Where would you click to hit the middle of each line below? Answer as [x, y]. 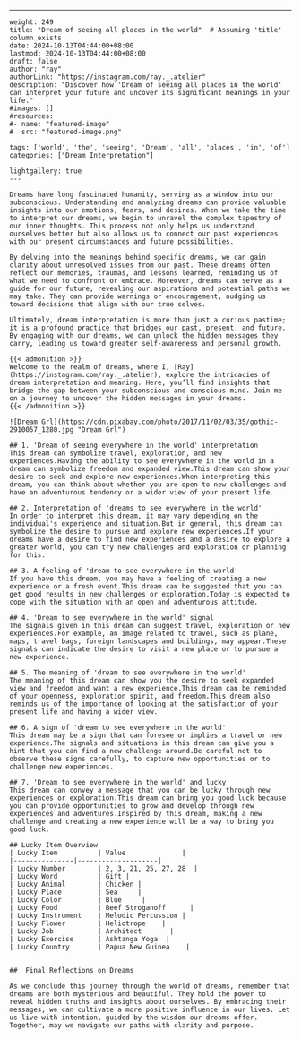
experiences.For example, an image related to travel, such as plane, [144, 633]
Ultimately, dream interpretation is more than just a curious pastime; [148, 320]
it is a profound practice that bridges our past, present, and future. [148, 328]
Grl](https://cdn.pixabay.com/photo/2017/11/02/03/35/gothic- [160, 422]
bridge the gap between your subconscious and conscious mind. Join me [146, 391]
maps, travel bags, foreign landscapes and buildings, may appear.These [148, 641]
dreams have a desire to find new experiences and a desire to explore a [150, 539]
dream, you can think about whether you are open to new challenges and [148, 485]
